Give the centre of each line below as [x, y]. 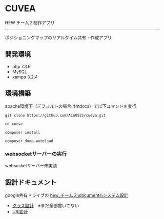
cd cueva [14, 124]
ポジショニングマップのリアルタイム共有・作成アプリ [59, 38]
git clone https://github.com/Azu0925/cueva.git [55, 115]
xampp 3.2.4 [25, 77]
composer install [23, 132]
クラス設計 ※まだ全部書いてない [46, 205]
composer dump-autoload [29, 141]
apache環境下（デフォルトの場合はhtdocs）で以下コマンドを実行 [71, 106]
